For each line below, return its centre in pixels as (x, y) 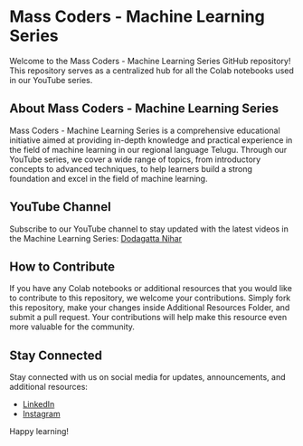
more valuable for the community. (72, 327)
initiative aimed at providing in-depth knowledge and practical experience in (151, 140)
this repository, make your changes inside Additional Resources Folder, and (150, 308)
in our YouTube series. (51, 80)
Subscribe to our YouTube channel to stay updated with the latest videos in (149, 229)
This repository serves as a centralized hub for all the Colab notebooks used (151, 71)
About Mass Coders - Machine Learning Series (144, 109)
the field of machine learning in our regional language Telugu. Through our (148, 149)
